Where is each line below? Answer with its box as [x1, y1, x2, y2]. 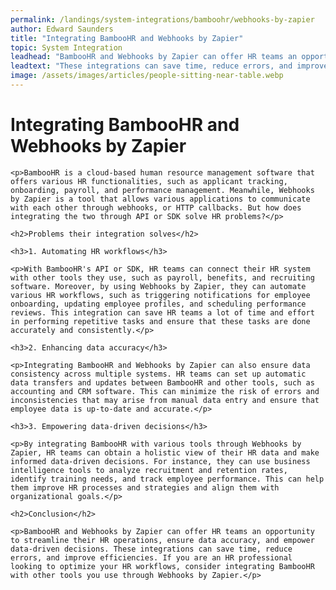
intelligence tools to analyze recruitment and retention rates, [10, 465, 288, 475]
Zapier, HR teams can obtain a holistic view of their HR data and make [10, 447, 320, 458]
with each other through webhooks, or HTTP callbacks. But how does [10, 202, 302, 213]
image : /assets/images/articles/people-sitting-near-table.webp [10, 71, 284, 81]
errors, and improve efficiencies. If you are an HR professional [10, 552, 293, 563]
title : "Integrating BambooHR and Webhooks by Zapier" [10, 33, 244, 43]
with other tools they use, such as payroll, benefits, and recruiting [10, 272, 315, 283]
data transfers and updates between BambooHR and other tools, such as [10, 377, 315, 388]
